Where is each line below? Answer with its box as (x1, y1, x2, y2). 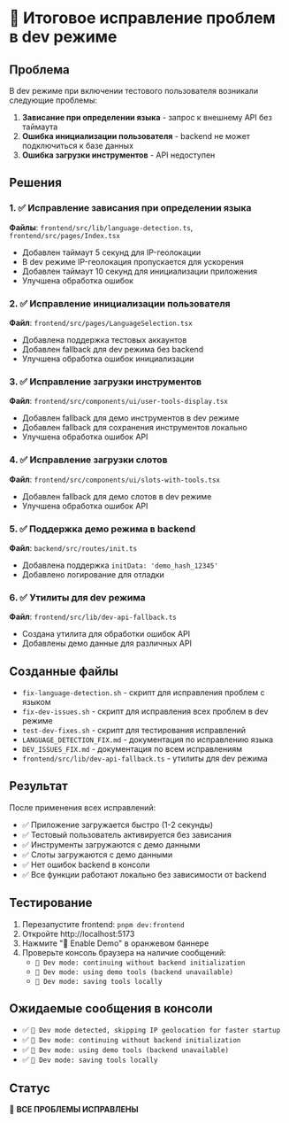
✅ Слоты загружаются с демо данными (21, 849, 173, 860)
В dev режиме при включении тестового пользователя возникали (9, 86, 259, 96)
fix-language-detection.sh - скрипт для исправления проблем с (21, 686, 265, 698)
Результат (9, 778, 69, 794)
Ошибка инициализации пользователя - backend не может (21, 131, 250, 141)
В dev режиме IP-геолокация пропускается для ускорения (21, 256, 245, 267)
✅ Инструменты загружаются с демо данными (21, 839, 201, 849)
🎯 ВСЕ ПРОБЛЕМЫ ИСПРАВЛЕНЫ (9, 1104, 139, 1115)
